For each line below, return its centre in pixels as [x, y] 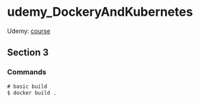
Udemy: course [29, 31]
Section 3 [28, 53]
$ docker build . [32, 93]
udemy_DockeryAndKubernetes [100, 12]
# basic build [27, 87]
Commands [27, 72]
